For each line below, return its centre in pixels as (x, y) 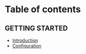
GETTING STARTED (36, 28)
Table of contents (43, 9)
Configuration (27, 46)
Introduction (25, 40)
